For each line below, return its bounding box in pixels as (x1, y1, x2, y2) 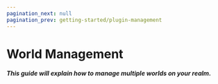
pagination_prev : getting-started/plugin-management (6, 17, 162, 23)
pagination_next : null (6, 10, 72, 17)
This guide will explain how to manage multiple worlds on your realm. (6, 70, 212, 78)
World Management (6, 46, 124, 62)
